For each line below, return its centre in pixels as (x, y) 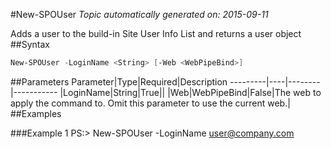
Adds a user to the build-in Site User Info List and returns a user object (156, 33)
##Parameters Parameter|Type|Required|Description (119, 81)
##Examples (36, 113)
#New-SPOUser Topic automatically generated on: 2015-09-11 (139, 14)
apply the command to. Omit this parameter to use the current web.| (150, 103)
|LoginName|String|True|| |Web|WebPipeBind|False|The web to (190, 92)
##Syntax (30, 44)
